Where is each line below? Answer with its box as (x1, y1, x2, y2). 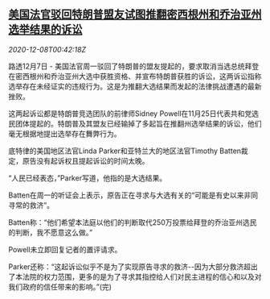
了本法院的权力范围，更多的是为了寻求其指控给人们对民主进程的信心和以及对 (8, 272, 262, 281)
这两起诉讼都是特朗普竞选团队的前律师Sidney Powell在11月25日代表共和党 (8, 108, 252, 118)
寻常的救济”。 (8, 200, 55, 210)
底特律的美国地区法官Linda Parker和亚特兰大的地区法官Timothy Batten (8, 146, 242, 156)
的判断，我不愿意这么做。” (8, 227, 93, 237)
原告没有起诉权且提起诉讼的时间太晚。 (22, 156, 149, 165)
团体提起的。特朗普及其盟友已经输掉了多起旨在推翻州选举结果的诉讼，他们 (14, 118, 262, 128)
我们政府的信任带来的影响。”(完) (8, 281, 112, 292)
